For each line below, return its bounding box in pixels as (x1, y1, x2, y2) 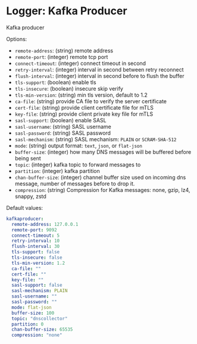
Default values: (6, 204, 43, 211)
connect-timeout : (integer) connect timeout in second (14, 60, 146, 67)
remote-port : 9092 (11, 227, 58, 233)
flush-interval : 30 (11, 243, 60, 250)
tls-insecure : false (11, 255, 62, 261)
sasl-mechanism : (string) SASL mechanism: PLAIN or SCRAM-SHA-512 (14, 135, 177, 142)
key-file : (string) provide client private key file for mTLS (14, 110, 154, 117)
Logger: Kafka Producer (6, 4, 127, 18)
